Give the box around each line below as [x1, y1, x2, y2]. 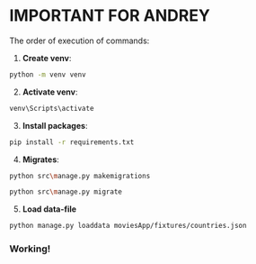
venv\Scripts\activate [9, 104, 94, 113]
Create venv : [22, 52, 72, 63]
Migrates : [22, 154, 60, 165]
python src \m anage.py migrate [9, 187, 123, 196]
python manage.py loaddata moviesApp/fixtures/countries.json [9, 222, 247, 231]
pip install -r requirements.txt [9, 137, 135, 147]
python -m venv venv [9, 69, 87, 79]
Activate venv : [22, 86, 78, 97]
